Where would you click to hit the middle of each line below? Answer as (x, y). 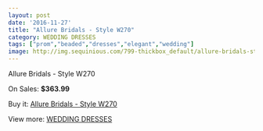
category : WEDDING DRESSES (52, 37)
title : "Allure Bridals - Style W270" (71, 30)
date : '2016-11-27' (40, 23)
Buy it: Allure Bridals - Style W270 (63, 104)
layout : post (29, 15)
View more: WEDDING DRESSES (60, 119)
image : (19, 51)
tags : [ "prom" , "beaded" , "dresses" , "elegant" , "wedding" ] (101, 44)
